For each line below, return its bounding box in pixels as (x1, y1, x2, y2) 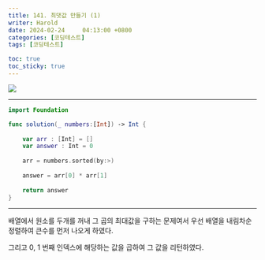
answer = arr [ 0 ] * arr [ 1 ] (22, 171, 108, 180)
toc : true (8, 55, 41, 63)
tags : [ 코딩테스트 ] (8, 41, 65, 49)
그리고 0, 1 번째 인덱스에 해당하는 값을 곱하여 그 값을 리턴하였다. (8, 243, 204, 252)
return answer (22, 186, 69, 194)
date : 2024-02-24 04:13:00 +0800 (8, 26, 132, 34)
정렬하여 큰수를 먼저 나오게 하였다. (8, 226, 114, 236)
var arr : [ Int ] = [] (22, 135, 93, 143)
